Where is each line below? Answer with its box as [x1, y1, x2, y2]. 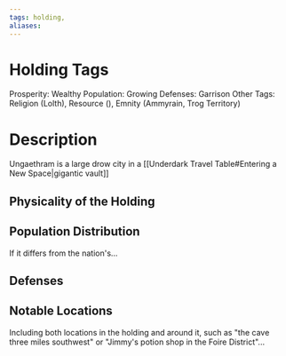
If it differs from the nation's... [9, 248, 118, 258]
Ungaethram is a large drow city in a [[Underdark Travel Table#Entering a [9, 159, 277, 170]
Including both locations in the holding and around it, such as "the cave [9, 327, 270, 337]
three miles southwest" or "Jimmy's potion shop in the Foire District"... [9, 336, 265, 347]
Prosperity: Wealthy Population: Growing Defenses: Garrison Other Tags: [9, 89, 275, 99]
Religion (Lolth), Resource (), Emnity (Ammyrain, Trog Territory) [9, 99, 242, 109]
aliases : [9, 21, 42, 30]
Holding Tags [9, 59, 109, 80]
